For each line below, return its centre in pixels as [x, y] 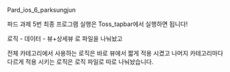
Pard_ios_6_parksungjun [42, 10]
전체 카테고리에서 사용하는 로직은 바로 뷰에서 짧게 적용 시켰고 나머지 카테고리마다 [115, 53]
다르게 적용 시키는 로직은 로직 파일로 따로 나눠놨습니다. [80, 62]
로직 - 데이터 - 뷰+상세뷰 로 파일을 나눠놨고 [65, 38]
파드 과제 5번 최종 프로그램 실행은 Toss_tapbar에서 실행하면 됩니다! [97, 24]
